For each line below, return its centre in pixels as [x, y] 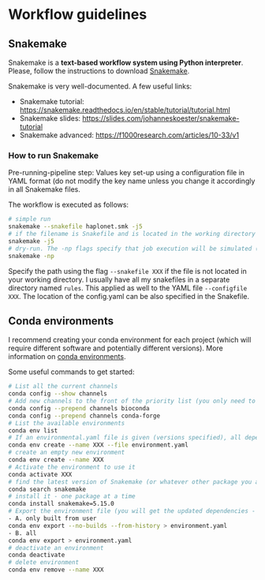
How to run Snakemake [54, 155]
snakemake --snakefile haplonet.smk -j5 [76, 226]
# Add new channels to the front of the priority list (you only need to [132, 401]
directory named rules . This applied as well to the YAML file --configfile [128, 288]
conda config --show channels [58, 394]
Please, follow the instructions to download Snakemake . [99, 71]
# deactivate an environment [56, 548]
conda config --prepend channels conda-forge [84, 416]
